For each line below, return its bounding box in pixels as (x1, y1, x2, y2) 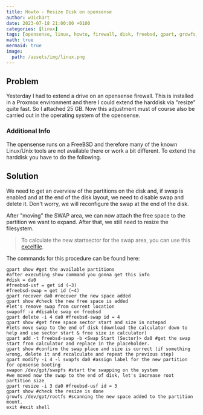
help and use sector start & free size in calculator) (6, 330, 147, 336)
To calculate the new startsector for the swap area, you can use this (21, 236, 190, 244)
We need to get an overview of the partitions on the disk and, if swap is (6, 187, 184, 194)
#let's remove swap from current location (6, 304, 115, 310)
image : (6, 48, 23, 55)
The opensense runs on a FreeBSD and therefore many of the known (6, 141, 178, 148)
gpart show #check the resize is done (6, 388, 104, 394)
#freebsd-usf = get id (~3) (6, 282, 77, 288)
